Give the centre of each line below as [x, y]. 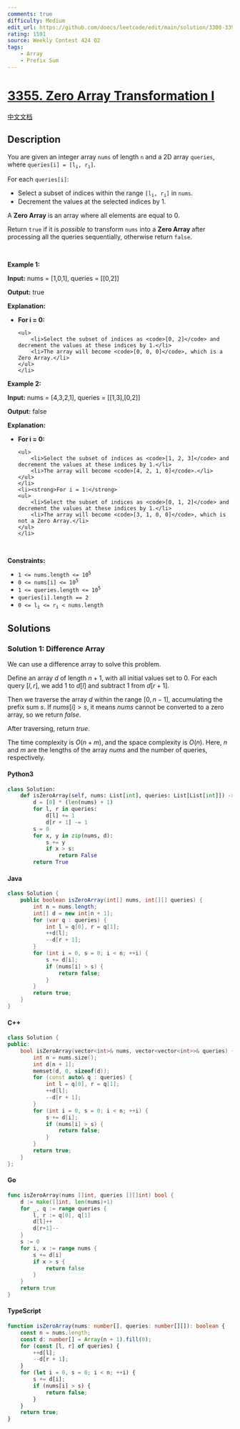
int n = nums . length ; [65, 907]
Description [34, 140]
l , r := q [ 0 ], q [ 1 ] [62, 1215]
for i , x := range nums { [59, 1248]
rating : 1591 [27, 34]
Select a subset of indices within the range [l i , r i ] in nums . [105, 194]
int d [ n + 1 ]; [54, 1064]
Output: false [27, 412]
